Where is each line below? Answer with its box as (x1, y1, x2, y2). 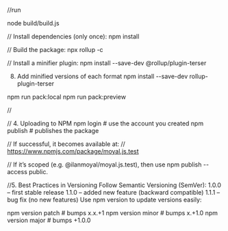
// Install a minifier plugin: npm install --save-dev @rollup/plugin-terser (7, 59, 207, 67)
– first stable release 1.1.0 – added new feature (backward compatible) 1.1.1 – (7, 189, 220, 196)
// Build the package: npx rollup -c (7, 46, 104, 53)
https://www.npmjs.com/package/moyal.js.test (7, 147, 139, 155)
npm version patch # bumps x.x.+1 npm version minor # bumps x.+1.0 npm (7, 209, 218, 217)
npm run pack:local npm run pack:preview (7, 93, 127, 101)
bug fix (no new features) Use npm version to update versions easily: (7, 195, 202, 204)
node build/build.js (7, 19, 60, 27)
